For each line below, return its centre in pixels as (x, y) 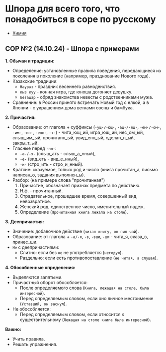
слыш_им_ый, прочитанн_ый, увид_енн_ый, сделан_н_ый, (74, 137)
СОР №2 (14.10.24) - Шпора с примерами (72, 49)
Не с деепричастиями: (36, 247)
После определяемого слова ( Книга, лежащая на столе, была (84, 288)
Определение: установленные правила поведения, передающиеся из (87, 70)
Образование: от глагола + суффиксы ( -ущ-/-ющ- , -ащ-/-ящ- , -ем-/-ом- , (87, 127)
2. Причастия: (20, 117)
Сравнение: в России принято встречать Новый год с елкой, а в (81, 102)
